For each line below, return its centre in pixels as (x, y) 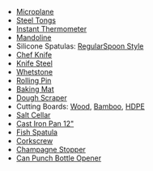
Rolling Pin (34, 81)
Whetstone (34, 72)
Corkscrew (34, 141)
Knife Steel (34, 63)
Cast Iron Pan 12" (45, 124)
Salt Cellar (33, 115)
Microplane (35, 12)
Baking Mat (35, 89)
